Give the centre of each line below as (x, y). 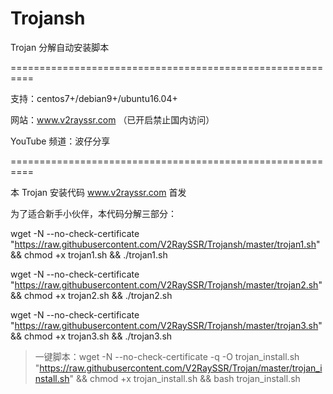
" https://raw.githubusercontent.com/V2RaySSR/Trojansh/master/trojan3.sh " (166, 325)
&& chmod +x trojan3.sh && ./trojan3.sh (91, 336)
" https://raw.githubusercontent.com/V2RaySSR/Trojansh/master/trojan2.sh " (166, 284)
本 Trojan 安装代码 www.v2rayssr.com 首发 (98, 192)
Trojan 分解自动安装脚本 (60, 47)
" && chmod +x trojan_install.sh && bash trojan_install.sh (185, 378)
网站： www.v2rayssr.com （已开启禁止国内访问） (112, 119)
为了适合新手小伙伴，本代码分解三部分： (93, 213)
